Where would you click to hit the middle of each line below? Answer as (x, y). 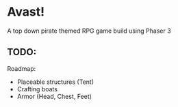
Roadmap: (22, 68)
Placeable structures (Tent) (55, 82)
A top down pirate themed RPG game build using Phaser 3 (89, 31)
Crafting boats (37, 89)
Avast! (26, 12)
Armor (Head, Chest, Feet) (54, 96)
